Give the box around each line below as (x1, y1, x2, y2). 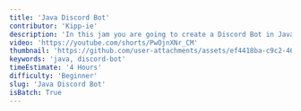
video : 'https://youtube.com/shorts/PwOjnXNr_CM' (9, 38, 199, 47)
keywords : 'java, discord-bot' (9, 55, 126, 64)
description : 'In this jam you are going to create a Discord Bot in (9, 30, 275, 38)
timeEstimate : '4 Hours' (9, 64, 102, 73)
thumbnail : (9, 47, 50, 55)
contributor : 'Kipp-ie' (9, 21, 99, 30)
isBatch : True (9, 88, 63, 97)
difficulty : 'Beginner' (9, 72, 99, 81)
